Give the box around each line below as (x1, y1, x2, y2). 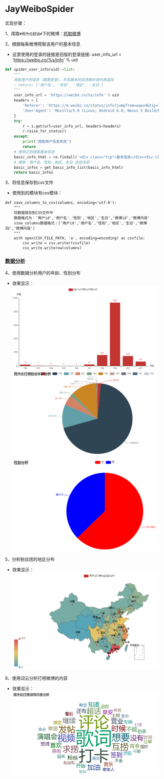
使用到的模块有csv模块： (12, 190, 62, 196)
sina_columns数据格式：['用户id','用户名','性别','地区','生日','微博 (14, 221, 147, 226)
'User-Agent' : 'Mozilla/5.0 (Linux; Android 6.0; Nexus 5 (22, 108, 143, 113)
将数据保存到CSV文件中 (14, 210, 54, 216)
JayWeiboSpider (5, 3, 74, 15)
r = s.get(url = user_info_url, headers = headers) (22, 124, 121, 129)
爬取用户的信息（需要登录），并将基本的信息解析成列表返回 (14, 77, 114, 82)
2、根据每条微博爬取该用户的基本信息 (5, 41, 81, 47)
